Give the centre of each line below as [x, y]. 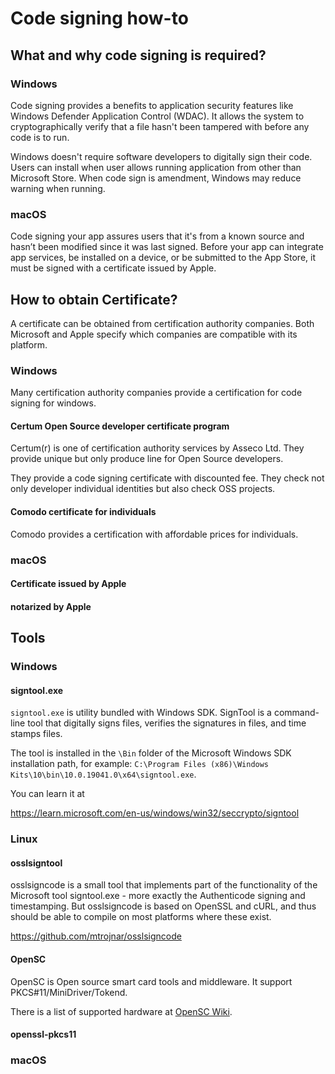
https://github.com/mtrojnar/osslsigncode [96, 936]
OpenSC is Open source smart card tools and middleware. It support [151, 981]
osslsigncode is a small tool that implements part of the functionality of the [164, 885]
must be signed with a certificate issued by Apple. [113, 268]
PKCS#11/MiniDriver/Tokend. [69, 992]
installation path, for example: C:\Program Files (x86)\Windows [140, 764]
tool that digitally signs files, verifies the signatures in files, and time [167, 723]
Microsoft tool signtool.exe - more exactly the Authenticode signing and [158, 896]
